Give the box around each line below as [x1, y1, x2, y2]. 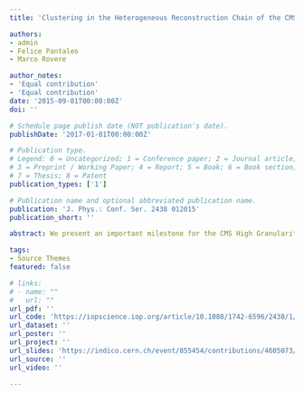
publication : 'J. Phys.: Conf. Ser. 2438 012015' [9, 205, 201, 214]
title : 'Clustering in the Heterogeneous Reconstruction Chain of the [9, 13, 281, 23]
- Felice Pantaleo [9, 46, 79, 55]
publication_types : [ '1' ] [9, 179, 107, 188]
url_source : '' [9, 354, 67, 363]
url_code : [9, 312, 47, 322]
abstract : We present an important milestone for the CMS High [9, 229, 253, 238]
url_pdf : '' [9, 304, 54, 313]
